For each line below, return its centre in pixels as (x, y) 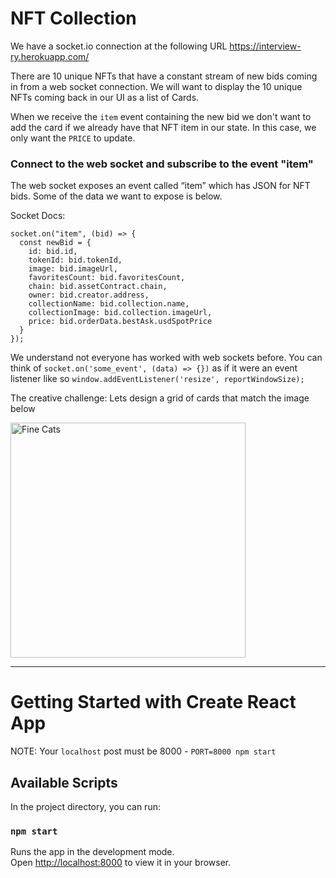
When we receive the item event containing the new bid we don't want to (161, 116)
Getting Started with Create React (153, 702)
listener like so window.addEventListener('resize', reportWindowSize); (157, 379)
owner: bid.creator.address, (89, 295)
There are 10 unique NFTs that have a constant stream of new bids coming (164, 76)
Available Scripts (64, 782)
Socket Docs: (38, 216)
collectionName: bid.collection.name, (109, 304)
